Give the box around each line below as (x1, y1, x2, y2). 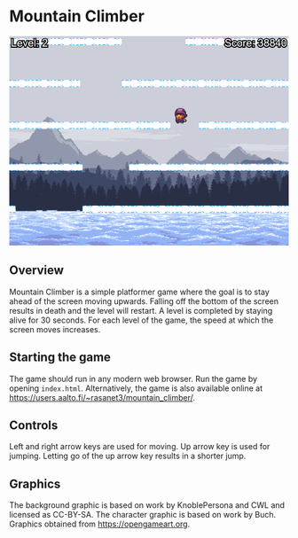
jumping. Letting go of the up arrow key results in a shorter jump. (9, 450, 247, 462)
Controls (9, 417, 59, 433)
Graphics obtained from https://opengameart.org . (9, 519, 191, 529)
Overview (9, 263, 65, 278)
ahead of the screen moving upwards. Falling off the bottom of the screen (9, 295, 279, 307)
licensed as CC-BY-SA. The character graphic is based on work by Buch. (9, 510, 277, 520)
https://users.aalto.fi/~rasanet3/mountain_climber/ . (9, 392, 196, 402)
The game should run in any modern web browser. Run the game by (9, 373, 258, 384)
